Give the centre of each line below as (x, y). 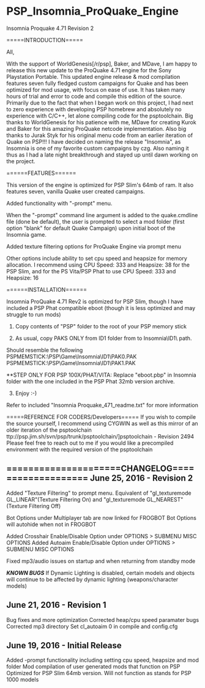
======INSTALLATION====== (47, 289)
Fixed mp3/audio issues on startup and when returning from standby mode (101, 561)
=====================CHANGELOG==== (100, 469)
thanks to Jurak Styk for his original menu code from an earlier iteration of (100, 135)
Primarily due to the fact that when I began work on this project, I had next (100, 103)
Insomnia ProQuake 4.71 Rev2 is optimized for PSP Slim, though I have (95, 301)
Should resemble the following (45, 350)
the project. (21, 161)
